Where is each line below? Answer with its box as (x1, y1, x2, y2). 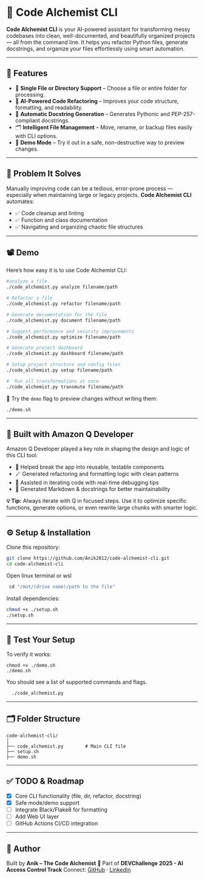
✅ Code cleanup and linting (15, 209, 84, 216)
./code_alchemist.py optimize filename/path (6, 334, 121, 340)
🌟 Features (6, 68, 48, 78)
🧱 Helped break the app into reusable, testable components (15, 463, 165, 471)
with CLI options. (15, 132, 58, 139)
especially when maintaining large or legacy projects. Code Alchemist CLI (6, 191, 192, 198)
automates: (6, 198, 35, 205)
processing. (15, 91, 46, 98)
